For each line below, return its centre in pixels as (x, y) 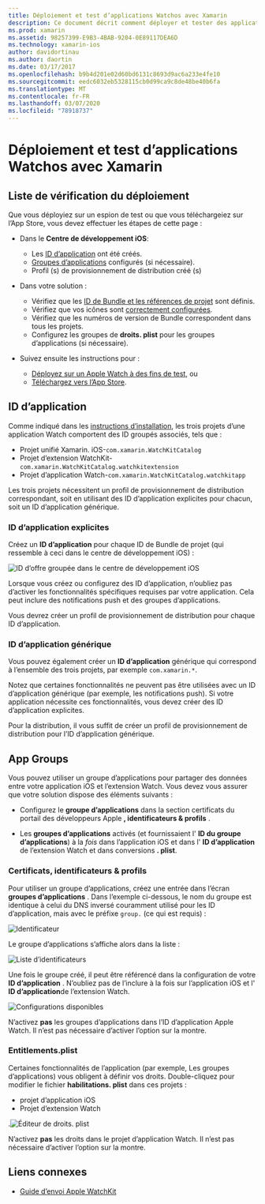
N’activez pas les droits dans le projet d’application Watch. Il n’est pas (121, 1138)
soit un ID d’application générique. (64, 507)
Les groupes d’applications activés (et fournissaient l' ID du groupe (130, 834)
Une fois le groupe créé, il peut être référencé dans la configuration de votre (132, 974)
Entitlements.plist (43, 1051)
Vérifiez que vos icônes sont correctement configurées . (122, 309)
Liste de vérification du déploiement (99, 195)
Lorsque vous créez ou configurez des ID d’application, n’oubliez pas (120, 583)
